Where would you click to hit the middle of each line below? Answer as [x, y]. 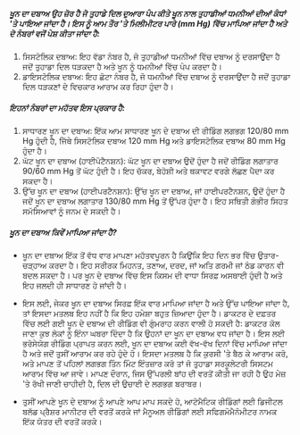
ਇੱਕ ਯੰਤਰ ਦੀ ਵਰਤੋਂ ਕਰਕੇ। [62, 422]
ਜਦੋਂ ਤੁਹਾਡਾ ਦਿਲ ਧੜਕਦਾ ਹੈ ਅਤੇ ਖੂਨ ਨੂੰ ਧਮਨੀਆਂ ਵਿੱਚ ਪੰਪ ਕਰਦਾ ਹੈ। [122, 66]
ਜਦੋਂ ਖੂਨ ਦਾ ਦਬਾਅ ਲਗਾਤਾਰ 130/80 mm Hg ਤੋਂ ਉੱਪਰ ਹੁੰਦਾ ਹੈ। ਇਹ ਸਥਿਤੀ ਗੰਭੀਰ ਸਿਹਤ [155, 201]
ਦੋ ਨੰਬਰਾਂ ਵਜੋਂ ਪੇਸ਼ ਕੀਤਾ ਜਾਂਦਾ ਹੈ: [54, 33]
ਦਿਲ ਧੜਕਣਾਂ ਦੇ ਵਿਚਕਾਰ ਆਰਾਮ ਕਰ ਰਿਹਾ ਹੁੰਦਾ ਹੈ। [98, 87]
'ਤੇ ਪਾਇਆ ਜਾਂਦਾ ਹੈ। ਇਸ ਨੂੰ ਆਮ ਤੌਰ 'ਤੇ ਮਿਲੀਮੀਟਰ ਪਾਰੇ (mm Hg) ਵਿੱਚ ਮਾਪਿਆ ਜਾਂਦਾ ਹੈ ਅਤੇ [148, 23]
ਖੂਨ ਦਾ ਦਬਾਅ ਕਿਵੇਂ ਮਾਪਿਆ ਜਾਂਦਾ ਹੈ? [63, 232]
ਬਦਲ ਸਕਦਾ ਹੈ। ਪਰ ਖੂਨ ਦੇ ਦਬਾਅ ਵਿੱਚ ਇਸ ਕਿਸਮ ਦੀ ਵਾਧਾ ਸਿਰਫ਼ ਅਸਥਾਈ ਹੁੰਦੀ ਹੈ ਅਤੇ [152, 275]
